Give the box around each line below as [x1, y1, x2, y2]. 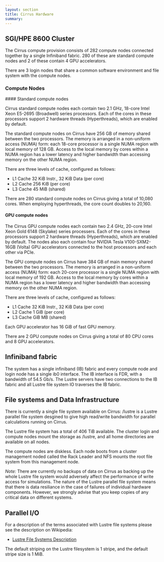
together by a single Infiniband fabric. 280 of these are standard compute [5, 53, 154, 59]
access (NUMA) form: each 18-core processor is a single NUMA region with [5, 141, 159, 147]
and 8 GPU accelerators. [5, 338, 55, 344]
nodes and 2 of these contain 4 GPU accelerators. [5, 58, 107, 64]
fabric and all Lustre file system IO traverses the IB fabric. [5, 381, 122, 387]
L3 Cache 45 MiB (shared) [12, 186, 66, 192]
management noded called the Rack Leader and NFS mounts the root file [5, 454, 153, 459]
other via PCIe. [5, 249, 35, 255]
